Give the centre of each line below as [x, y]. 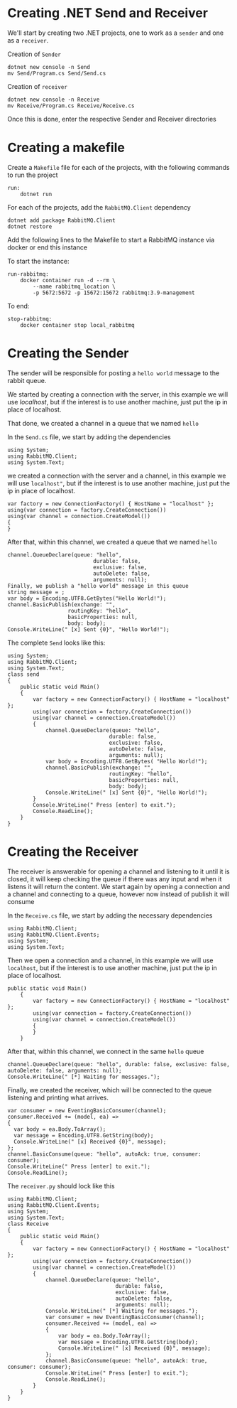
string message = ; [36, 592]
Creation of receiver [37, 86]
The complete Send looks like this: [56, 643]
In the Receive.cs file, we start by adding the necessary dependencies [110, 915]
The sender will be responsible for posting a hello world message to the [114, 373]
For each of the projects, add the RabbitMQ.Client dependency [99, 207]
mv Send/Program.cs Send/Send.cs [57, 73]
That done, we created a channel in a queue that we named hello [103, 423]
